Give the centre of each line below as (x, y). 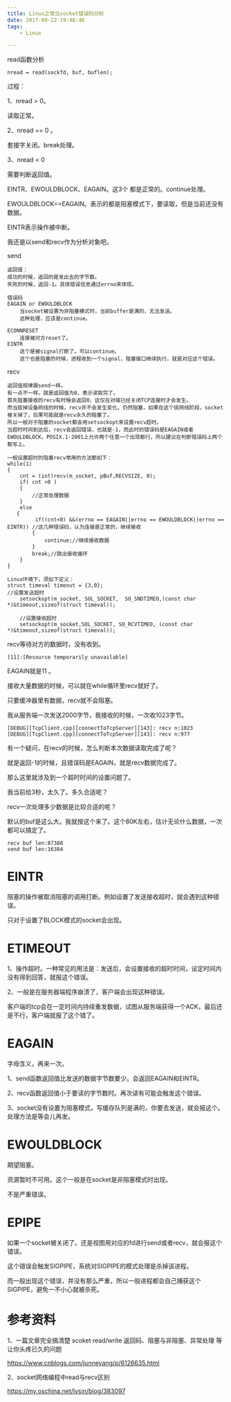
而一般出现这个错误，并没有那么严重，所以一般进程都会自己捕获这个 (104, 1280)
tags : (15, 26)
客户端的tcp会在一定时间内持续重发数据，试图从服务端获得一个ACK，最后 (112, 1007)
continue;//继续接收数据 (76, 540)
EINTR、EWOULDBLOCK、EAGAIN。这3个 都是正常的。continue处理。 (108, 189)
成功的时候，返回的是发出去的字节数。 (54, 277)
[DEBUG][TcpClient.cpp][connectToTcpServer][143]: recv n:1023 (100, 728)
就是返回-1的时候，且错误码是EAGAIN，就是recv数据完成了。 (94, 763)
